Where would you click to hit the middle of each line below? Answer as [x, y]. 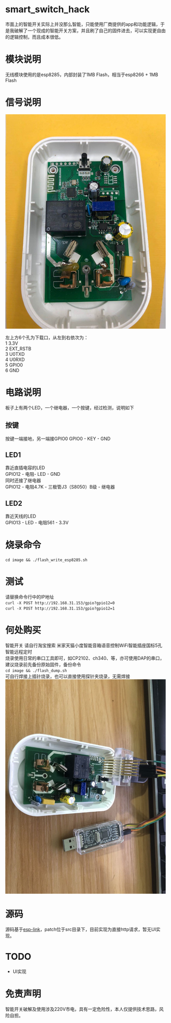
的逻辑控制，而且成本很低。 [34, 37]
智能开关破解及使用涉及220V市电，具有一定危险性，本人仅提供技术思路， [82, 1009]
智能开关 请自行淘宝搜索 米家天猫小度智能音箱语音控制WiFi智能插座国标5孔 [84, 645]
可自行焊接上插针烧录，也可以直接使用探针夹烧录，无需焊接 [68, 676]
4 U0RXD [15, 359]
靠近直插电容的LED [25, 468]
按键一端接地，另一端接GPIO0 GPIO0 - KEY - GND [58, 439]
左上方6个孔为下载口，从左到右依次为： [47, 337]
